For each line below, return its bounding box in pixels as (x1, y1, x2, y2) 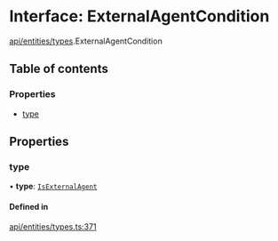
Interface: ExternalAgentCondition (9, 6, 270, 27)
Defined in (9, 201, 49, 212)
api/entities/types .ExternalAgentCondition (9, 36, 163, 46)
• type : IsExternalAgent (9, 181, 98, 192)
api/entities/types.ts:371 (9, 221, 97, 232)
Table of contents (9, 61, 108, 76)
